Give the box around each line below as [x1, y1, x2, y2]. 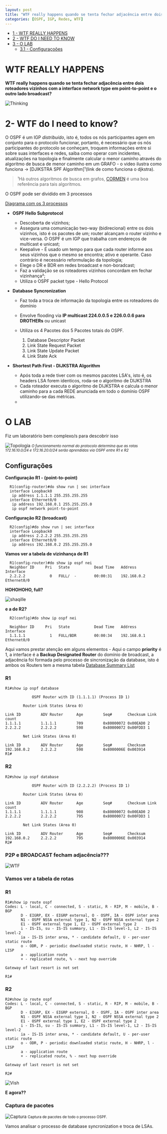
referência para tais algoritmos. [17, 181, 82, 187]
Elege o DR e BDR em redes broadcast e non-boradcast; [19, 263, 136, 269]
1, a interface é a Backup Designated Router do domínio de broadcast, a [5, 652, 154, 657]
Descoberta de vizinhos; [19, 220, 70, 226]
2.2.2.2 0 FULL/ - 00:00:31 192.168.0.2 [9, 573, 146, 578]
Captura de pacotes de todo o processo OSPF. [27, 1114, 107, 1120]
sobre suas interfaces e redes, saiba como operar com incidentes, [5, 150, 141, 156]
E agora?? [5, 1090, 26, 1096]
